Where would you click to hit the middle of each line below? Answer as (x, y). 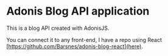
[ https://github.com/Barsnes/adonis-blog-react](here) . (75, 46)
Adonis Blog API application (78, 11)
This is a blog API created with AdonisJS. (58, 28)
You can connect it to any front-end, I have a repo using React (84, 40)
